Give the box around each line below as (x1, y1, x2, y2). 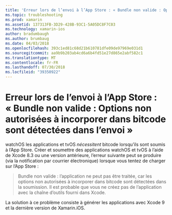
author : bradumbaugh (5, 31, 50, 36)
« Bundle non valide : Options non (5, 103, 152, 114)
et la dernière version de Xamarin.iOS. (5, 205, 85, 211)
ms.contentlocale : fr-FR (5, 60, 58, 65)
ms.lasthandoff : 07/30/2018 (5, 65, 66, 70)
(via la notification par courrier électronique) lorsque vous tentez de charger (5, 158, 166, 164)
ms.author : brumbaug (5, 36, 50, 42)
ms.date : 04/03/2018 (5, 41, 50, 46)
